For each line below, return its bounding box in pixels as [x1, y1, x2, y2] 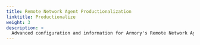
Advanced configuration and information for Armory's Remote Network [11, 30, 187, 36]
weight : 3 [6, 19, 31, 25]
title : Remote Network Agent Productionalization [6, 8, 132, 15]
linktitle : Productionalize [6, 14, 76, 20]
